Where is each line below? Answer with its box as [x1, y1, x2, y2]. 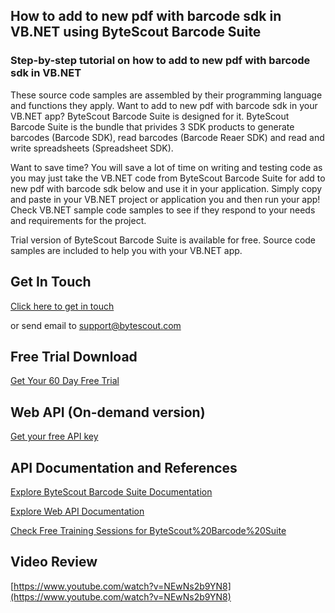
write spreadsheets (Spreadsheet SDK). [10, 142, 174, 154]
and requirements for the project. [10, 214, 147, 226]
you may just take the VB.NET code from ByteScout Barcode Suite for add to [10, 172, 326, 184]
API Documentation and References [10, 459, 238, 476]
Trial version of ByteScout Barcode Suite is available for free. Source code [10, 234, 317, 246]
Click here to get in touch [10, 300, 115, 312]
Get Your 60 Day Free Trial [10, 375, 120, 387]
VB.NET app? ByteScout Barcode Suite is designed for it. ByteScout [10, 110, 290, 122]
